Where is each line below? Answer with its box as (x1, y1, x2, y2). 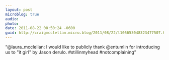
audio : (5, 16, 19, 21)
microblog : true (5, 12, 39, 17)
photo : (5, 21, 19, 26)
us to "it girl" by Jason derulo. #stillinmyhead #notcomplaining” (5, 49, 137, 55)
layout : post (5, 7, 33, 12)
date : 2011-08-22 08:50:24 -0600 (5, 26, 75, 31)
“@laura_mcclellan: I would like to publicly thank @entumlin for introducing (5, 44, 160, 50)
